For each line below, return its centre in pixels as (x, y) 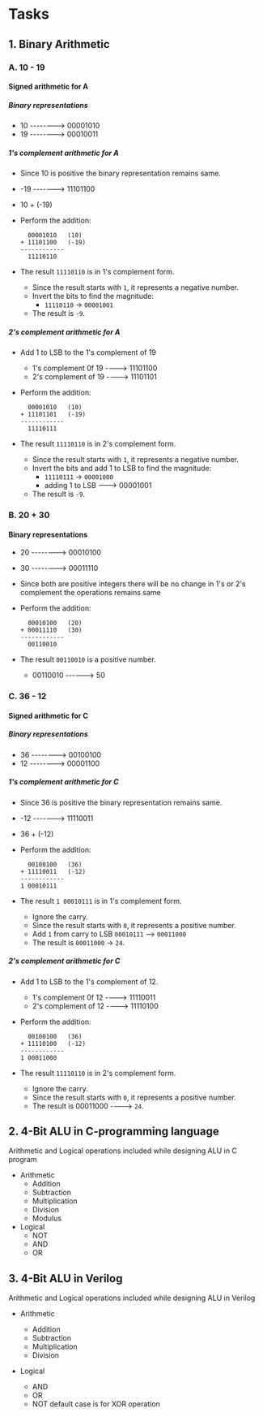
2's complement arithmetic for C (64, 961)
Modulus (47, 1218)
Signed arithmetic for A (49, 87)
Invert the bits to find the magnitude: (93, 296)
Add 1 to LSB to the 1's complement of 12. (89, 981)
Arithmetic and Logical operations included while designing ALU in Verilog (132, 1298)
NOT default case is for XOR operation (96, 1404)
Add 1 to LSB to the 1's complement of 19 (88, 352)
